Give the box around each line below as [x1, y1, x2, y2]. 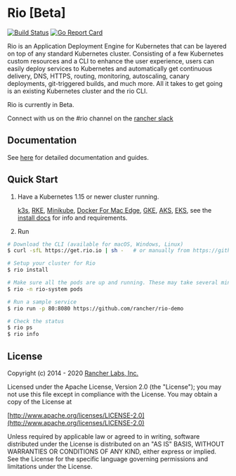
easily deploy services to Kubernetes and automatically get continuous [7, 64, 213, 73]
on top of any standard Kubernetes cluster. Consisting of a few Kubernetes [7, 49, 224, 58]
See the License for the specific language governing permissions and [7, 455, 209, 463]
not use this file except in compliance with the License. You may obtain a [7, 390, 218, 399]
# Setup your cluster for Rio [7, 260, 96, 267]
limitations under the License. [7, 463, 93, 470]
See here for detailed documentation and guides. [7, 153, 149, 161]
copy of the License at [7, 398, 72, 406]
